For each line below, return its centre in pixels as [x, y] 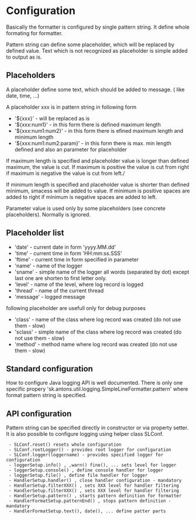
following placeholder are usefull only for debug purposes [76, 308]
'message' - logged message [50, 297]
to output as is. [24, 57]
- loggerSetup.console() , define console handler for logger [86, 470]
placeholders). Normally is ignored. [48, 214]
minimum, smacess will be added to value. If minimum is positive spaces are [98, 191]
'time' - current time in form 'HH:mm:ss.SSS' [68, 253]
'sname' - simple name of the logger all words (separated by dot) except [102, 272]
